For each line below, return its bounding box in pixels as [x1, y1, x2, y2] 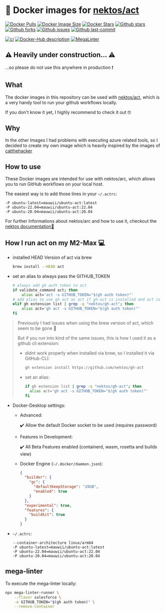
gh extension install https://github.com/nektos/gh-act [24, 365, 144, 370]
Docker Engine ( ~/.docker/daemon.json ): [19, 461, 103, 467]
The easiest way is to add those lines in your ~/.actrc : [5, 191, 117, 197]
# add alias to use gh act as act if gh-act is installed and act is [12, 297, 161, 302]
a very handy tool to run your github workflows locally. [5, 99, 117, 105]
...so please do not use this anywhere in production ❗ [5, 64, 113, 70]
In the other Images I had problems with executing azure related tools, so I [5, 137, 158, 143]
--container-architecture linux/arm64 [12, 540, 93, 545]
